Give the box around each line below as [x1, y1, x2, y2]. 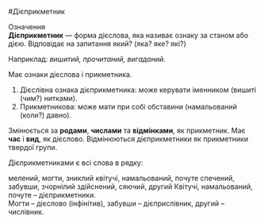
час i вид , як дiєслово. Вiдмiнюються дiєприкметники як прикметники [8, 134, 249, 144]
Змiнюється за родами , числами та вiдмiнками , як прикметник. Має [8, 126, 246, 135]
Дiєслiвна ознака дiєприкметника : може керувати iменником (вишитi [19, 85, 256, 94]
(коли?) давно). [19, 110, 72, 120]
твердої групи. [8, 143, 58, 152]
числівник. [8, 207, 44, 217]
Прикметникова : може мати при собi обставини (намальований [19, 102, 238, 111]
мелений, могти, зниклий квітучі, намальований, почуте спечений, [8, 174, 235, 183]
